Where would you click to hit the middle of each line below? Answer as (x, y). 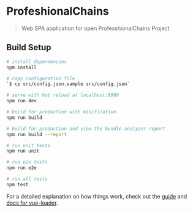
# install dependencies (37, 62)
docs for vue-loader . (32, 203)
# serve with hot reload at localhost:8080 (63, 95)
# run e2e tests (27, 162)
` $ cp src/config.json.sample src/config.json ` (68, 84)
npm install (21, 67)
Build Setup (29, 47)
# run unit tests (28, 145)
